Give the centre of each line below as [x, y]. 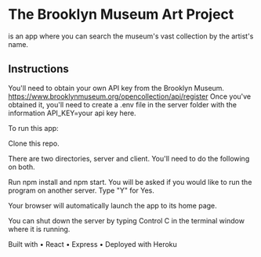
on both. [22, 167]
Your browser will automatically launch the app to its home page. [112, 205]
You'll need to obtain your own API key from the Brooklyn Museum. [116, 88]
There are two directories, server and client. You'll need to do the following [129, 158]
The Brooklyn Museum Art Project [121, 14]
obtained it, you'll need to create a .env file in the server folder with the [123, 104]
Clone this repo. [34, 143]
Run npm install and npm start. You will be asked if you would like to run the [130, 182]
